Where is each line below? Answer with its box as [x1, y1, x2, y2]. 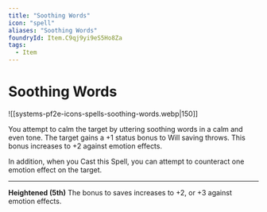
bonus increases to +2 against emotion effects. [8, 141, 163, 151]
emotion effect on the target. [8, 164, 103, 175]
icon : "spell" [8, 19, 56, 27]
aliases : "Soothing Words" [8, 26, 98, 34]
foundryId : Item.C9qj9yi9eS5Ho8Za [8, 33, 123, 42]
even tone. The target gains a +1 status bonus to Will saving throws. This [8, 133, 246, 142]
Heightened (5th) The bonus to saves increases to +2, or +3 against [8, 187, 232, 197]
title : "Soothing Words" [8, 11, 91, 20]
